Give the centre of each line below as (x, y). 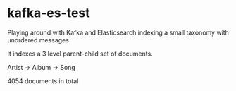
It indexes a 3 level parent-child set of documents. (80, 54)
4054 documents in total (43, 81)
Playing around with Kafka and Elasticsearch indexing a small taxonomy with (118, 32)
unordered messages (38, 40)
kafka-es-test (49, 13)
